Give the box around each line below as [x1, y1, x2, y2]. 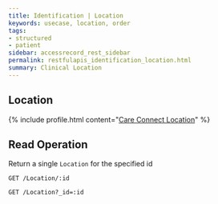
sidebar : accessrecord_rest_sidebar [8, 49, 131, 57]
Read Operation [8, 138, 88, 151]
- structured [8, 34, 52, 42]
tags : [8, 26, 26, 34]
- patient [8, 42, 42, 50]
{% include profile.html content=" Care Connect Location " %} [8, 114, 211, 124]
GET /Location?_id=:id [8, 189, 84, 197]
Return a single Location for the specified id [8, 159, 153, 169]
